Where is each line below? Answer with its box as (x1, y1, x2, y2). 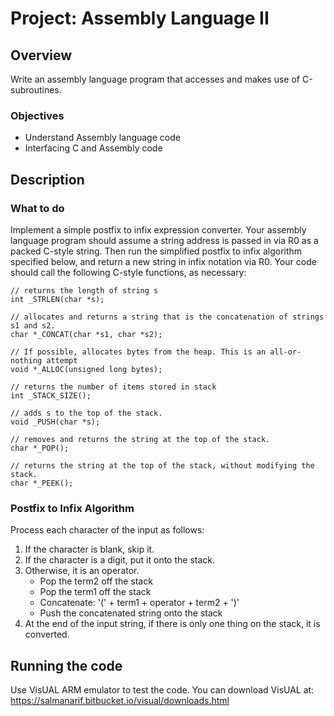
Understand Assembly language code (24, 132, 181, 144)
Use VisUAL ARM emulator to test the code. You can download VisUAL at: (10, 684, 315, 696)
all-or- (269, 347, 302, 357)
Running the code (10, 657, 123, 674)
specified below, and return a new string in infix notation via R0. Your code (10, 255, 317, 267)
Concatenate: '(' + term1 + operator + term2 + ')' (39, 597, 240, 609)
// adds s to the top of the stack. (10, 408, 163, 418)
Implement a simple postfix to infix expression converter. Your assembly (10, 223, 307, 236)
